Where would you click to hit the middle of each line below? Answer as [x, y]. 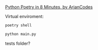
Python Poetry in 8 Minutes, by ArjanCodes [49, 7]
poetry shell [18, 25]
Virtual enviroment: [24, 16]
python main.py [21, 34]
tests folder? [18, 43]
